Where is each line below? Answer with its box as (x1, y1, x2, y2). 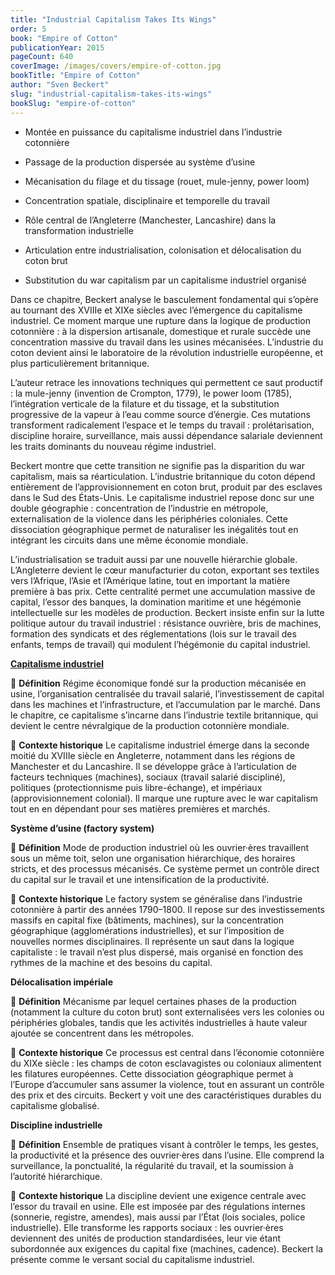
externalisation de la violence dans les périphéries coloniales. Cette (10, 512, 288, 525)
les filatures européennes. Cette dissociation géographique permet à (10, 1067, 294, 1080)
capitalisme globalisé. (10, 1099, 100, 1111)
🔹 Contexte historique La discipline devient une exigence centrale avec (10, 1189, 307, 1201)
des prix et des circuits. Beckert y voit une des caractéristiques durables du (10, 1089, 322, 1101)
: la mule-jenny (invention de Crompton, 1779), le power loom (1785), (10, 387, 293, 399)
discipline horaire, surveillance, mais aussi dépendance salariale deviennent (10, 429, 323, 441)
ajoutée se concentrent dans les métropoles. (10, 1027, 195, 1039)
